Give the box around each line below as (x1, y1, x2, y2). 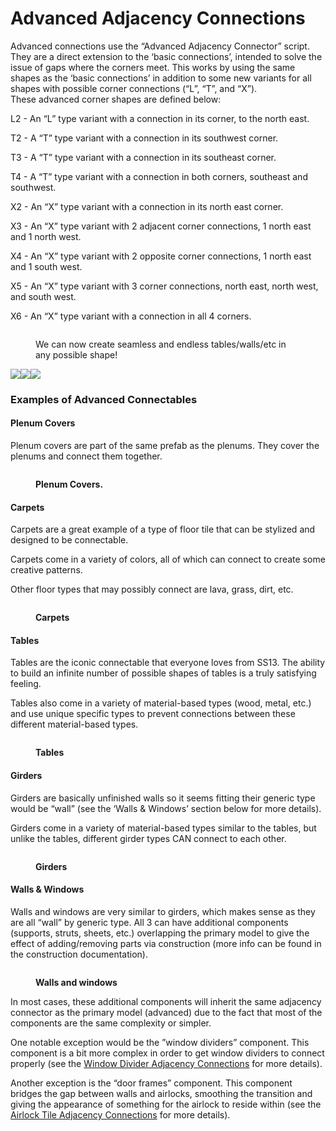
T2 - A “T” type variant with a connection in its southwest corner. (10, 132, 279, 144)
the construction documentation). (10, 948, 148, 960)
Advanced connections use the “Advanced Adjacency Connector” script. (10, 40, 310, 52)
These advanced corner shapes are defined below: (10, 93, 222, 105)
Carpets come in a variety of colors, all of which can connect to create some (10, 553, 326, 566)
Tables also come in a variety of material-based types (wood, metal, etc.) (10, 697, 312, 709)
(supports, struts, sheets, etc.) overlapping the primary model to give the (10, 927, 310, 939)
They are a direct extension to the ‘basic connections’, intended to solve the (10, 50, 323, 62)
